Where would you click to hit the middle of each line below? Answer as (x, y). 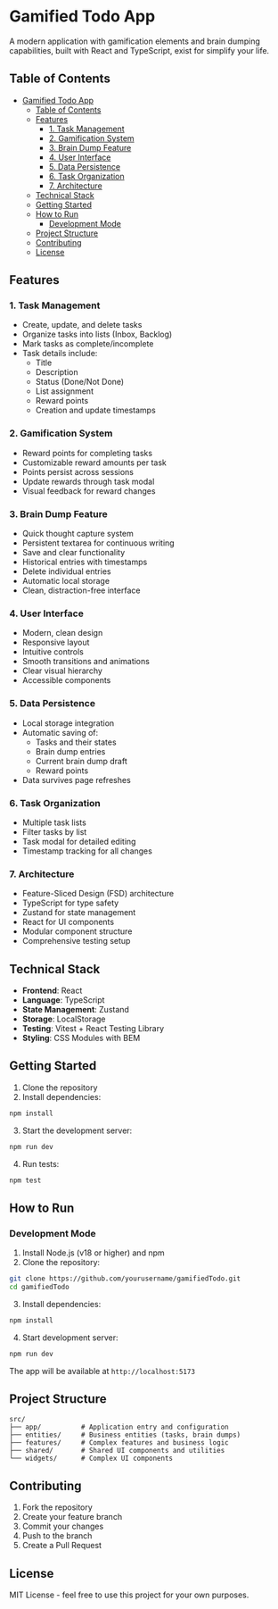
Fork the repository (57, 1507)
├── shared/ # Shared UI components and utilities (117, 1451)
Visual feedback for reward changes (89, 491)
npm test (25, 1180)
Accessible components (66, 680)
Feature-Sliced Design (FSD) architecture (98, 894)
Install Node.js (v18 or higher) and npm (93, 1253)
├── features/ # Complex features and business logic (119, 1443)
